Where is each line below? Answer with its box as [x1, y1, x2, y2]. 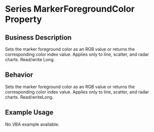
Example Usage [5, 109, 54, 117]
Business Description [5, 33, 72, 42]
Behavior [5, 71, 33, 79]
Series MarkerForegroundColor [5, 3, 135, 15]
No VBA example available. [5, 121, 60, 127]
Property [5, 14, 43, 25]
